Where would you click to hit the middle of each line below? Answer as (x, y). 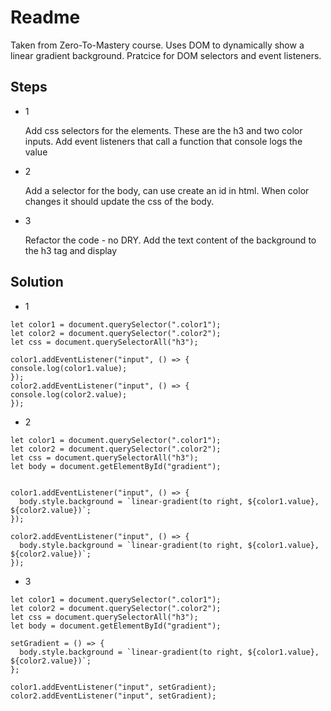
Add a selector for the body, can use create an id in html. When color (167, 190)
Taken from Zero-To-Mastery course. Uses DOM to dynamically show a (157, 45)
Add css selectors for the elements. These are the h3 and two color (163, 130)
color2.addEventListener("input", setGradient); (113, 696)
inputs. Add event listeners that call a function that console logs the (163, 141)
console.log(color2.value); (69, 394)
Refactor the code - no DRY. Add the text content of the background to (170, 240)
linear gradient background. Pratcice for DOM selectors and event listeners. (166, 55)
